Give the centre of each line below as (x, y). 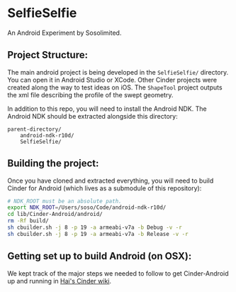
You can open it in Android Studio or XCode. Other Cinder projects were (112, 80)
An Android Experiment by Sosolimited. (64, 33)
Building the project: (53, 164)
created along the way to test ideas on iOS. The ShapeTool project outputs (115, 87)
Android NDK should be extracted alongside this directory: (93, 116)
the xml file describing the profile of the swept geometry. (90, 94)
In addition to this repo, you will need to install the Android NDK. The (107, 109)
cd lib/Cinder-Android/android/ (55, 215)
